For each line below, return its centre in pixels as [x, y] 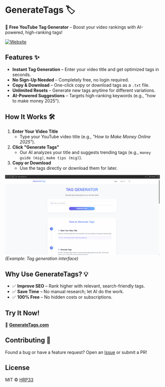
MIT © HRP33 [19, 380]
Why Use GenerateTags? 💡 [47, 274]
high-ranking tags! [44, 32]
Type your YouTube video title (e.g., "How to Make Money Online [85, 136]
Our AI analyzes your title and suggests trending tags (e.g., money [85, 152]
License [17, 368]
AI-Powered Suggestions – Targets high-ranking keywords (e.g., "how [84, 95]
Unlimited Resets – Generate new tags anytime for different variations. [84, 90]
